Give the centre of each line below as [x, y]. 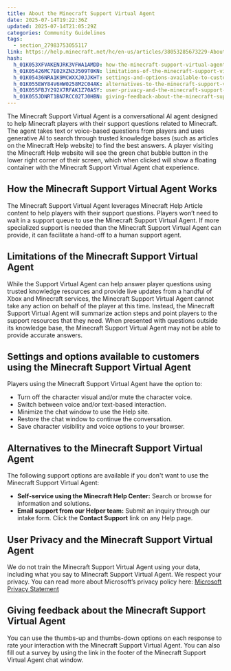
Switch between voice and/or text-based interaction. [92, 405]
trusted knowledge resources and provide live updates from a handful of [110, 291]
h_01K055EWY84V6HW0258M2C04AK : [58, 84]
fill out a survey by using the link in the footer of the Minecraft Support [107, 652]
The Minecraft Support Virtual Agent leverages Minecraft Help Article [105, 205]
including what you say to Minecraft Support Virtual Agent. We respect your [114, 575]
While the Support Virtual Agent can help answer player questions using [109, 284]
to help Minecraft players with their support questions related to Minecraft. [113, 124]
